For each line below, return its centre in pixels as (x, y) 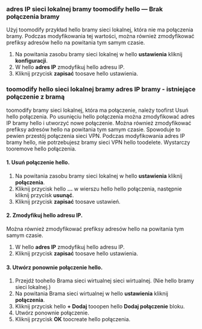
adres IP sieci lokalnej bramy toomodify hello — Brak (84, 9)
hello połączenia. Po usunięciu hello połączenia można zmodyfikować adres (100, 116)
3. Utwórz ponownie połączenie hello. (55, 267)
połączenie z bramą (36, 97)
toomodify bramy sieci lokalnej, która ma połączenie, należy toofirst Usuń (97, 110)
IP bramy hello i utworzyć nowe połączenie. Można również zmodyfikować (99, 123)
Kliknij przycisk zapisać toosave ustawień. (68, 201)
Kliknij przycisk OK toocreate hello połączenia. (73, 319)
